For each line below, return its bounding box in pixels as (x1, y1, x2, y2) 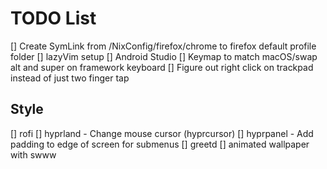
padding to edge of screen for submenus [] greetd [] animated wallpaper (10, 138, 310, 150)
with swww (10, 148, 57, 161)
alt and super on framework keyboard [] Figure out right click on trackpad (10, 61, 314, 73)
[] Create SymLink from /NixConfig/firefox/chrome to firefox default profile (10, 40, 317, 52)
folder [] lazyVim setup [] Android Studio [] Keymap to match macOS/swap (10, 50, 318, 62)
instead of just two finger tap (10, 72, 130, 84)
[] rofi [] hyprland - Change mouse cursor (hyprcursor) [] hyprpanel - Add (10, 127, 314, 139)
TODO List (10, 7, 97, 30)
